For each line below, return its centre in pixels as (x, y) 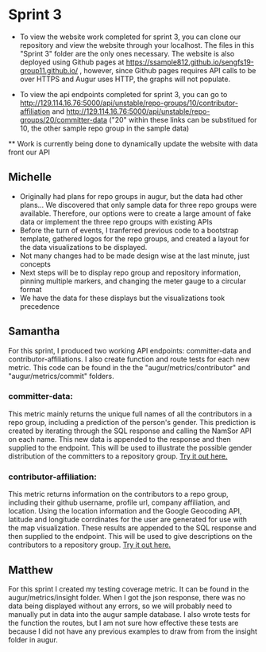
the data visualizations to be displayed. (83, 247)
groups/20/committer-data (64, 119)
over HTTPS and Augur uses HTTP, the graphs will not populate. (125, 79)
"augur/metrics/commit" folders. (61, 376)
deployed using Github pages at (72, 62)
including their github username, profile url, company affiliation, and (119, 502)
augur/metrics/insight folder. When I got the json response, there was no (127, 597)
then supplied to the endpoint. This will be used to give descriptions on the (130, 537)
